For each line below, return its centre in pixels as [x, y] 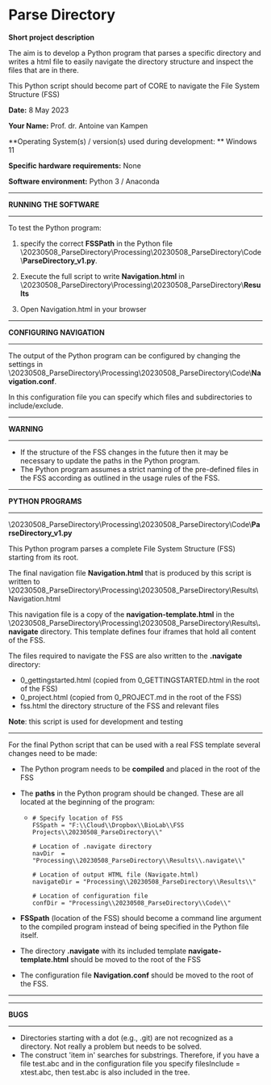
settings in [25, 364]
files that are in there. [44, 70]
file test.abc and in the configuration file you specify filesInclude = [130, 1063]
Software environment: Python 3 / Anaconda [84, 181]
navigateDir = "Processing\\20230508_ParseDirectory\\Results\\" [144, 882]
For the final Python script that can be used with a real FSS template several [134, 745]
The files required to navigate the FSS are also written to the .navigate [125, 656]
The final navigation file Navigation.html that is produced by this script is [130, 572]
